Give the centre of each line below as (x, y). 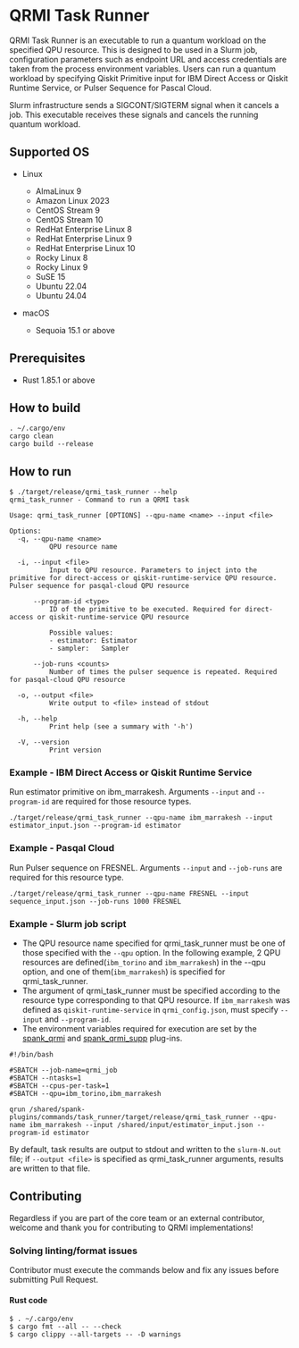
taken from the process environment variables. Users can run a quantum (143, 69)
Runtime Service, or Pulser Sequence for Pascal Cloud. (111, 88)
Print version (75, 750)
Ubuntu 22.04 (61, 286)
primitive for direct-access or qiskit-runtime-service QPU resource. (143, 578)
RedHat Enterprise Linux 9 (83, 239)
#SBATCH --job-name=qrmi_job (63, 1070)
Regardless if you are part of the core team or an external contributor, (137, 1217)
